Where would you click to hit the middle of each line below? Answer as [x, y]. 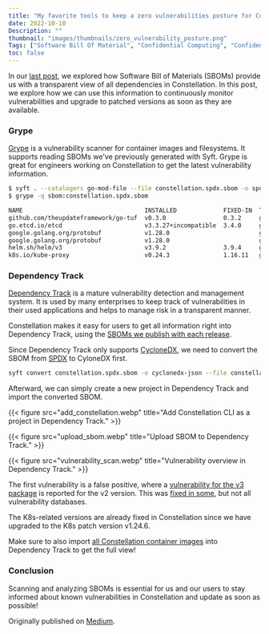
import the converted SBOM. [55, 397]
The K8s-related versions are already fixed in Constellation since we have [130, 518]
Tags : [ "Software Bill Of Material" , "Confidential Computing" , [118, 46]
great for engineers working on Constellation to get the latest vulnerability [130, 165]
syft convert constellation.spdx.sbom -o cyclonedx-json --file [118, 373]
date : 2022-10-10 [37, 23]
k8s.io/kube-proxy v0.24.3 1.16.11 [128, 255]
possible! [23, 605]
